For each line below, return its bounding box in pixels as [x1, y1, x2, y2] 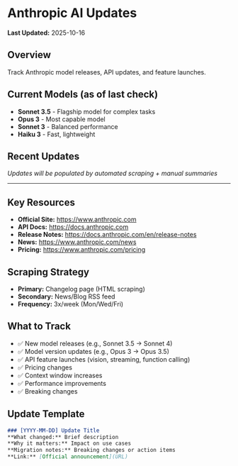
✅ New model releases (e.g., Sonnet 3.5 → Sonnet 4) [17, 339, 173, 348]
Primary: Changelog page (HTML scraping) [17, 285, 145, 293]
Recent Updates [7, 150, 80, 162]
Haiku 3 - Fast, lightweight [17, 130, 96, 138]
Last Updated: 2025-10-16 [7, 28, 86, 37]
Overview [7, 49, 52, 61]
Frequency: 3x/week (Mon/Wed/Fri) [17, 300, 124, 308]
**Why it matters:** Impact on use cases [7, 440, 132, 448]
